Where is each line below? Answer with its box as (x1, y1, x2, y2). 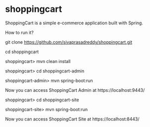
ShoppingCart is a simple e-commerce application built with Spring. (5, 20, 144, 26)
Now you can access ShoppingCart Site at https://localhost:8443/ (5, 116, 140, 122)
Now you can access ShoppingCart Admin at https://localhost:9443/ (5, 87, 145, 93)
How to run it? (5, 29, 34, 35)
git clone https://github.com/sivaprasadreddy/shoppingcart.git (5, 39, 133, 45)
